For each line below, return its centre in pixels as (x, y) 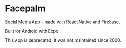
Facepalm (25, 8)
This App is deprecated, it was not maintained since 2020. (63, 40)
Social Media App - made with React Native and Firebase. (63, 22)
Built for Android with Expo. (32, 31)
